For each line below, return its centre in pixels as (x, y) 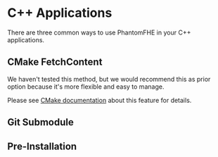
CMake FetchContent (55, 62)
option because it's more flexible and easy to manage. (86, 87)
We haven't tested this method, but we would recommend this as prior (109, 79)
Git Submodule (40, 122)
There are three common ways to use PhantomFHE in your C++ (99, 32)
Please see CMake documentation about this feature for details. (100, 100)
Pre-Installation (42, 146)
